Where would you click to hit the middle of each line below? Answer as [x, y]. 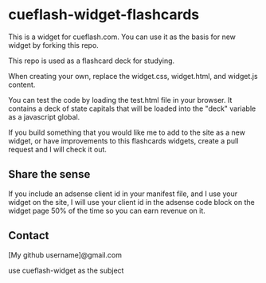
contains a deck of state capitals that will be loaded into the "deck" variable [132, 108]
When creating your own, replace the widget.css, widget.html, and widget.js [133, 76]
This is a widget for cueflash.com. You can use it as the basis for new [122, 37]
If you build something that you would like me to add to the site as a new [127, 132]
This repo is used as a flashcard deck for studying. [92, 61]
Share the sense [49, 174]
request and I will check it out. [58, 149]
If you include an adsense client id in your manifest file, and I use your [123, 194]
